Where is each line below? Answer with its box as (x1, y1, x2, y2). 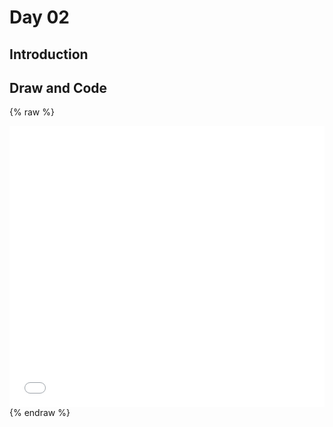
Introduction (9, 46, 89, 63)
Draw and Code (9, 79, 108, 96)
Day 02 (9, 6, 71, 29)
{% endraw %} (9, 407, 71, 419)
